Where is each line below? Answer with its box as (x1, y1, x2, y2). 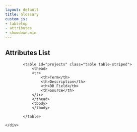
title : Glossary (5, 12, 39, 17)
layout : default (5, 7, 39, 12)
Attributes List (5, 49, 51, 57)
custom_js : (5, 16, 28, 21)
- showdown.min (5, 30, 37, 35)
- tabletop (5, 21, 28, 26)
